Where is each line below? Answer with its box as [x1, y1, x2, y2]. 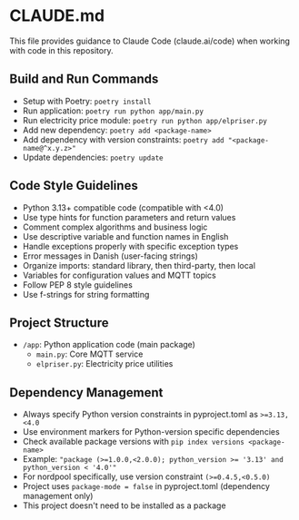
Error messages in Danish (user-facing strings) [22, 250, 198, 261]
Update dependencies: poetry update [22, 152, 164, 162]
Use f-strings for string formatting [22, 289, 150, 299]
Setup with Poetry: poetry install [22, 95, 152, 106]
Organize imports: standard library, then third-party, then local [22, 260, 256, 270]
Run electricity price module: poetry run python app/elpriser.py [22, 114, 268, 125]
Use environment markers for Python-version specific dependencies [22, 427, 280, 437]
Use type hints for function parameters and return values [22, 211, 236, 222]
